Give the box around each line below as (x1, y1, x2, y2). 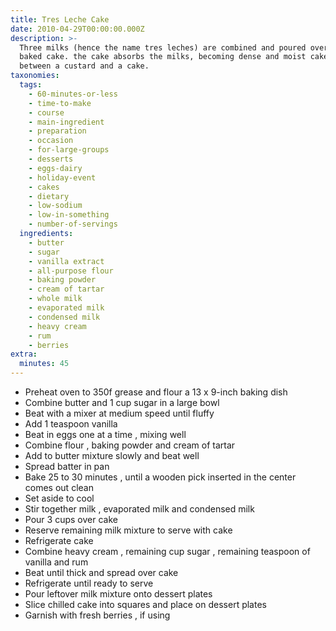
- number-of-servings (28, 219, 118, 230)
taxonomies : (10, 71, 60, 81)
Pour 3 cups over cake (24, 514, 118, 525)
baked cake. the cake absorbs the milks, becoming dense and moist (19, 52, 307, 62)
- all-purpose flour (28, 266, 114, 276)
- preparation (28, 126, 87, 136)
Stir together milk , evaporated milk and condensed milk (24, 503, 255, 515)
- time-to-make (28, 98, 92, 108)
